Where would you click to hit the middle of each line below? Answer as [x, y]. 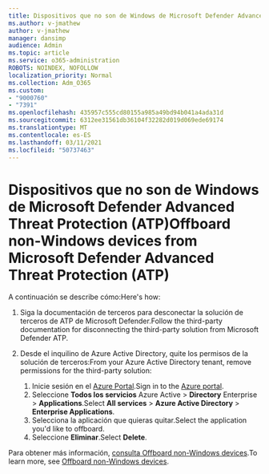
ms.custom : [26, 90]
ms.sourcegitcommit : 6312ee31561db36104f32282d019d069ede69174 [116, 120]
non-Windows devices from [103, 241]
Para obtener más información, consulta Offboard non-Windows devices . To [133, 453]
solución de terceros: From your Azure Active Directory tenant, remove [136, 363]
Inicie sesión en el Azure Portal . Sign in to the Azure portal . [128, 387]
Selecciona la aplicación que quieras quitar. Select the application [139, 420]
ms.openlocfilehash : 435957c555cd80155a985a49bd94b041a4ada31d [116, 113]
